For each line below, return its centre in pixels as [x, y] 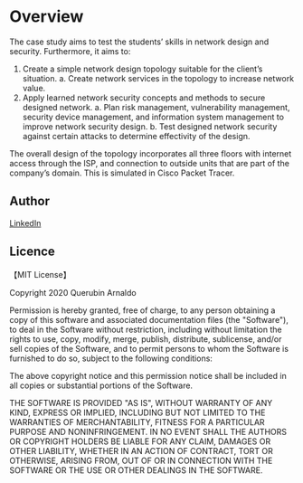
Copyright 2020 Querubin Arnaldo [73, 292]
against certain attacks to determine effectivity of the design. [136, 136]
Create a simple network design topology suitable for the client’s [142, 69]
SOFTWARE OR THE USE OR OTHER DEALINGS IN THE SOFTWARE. [136, 470]
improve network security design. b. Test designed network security [150, 126]
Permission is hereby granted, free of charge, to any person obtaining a [142, 310]
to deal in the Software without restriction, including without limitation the [146, 329]
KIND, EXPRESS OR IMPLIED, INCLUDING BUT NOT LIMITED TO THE [137, 412]
